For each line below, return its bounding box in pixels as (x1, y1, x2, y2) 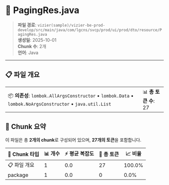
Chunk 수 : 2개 (17, 43, 47, 49)
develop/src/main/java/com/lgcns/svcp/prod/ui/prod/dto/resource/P (17, 27, 162, 32)
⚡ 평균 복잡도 (64, 150, 94, 157)
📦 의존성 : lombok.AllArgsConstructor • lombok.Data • (8, 92, 134, 99)
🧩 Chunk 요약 (5, 122, 46, 131)
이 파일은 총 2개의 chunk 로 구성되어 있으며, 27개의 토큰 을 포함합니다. (5, 137, 142, 143)
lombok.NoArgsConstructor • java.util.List (8, 100, 112, 107)
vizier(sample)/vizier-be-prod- (37, 23, 106, 28)
